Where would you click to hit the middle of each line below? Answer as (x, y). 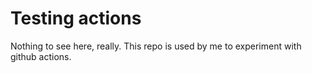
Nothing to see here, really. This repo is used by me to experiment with (156, 46)
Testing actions (76, 18)
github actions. (41, 56)
